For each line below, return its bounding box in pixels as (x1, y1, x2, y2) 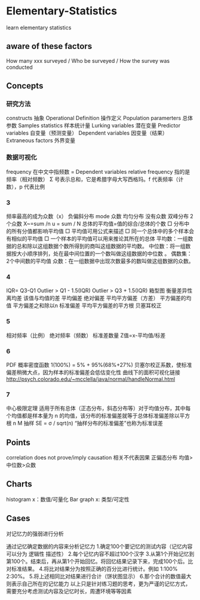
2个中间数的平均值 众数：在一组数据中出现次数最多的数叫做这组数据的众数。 (6, 258, 194, 265)
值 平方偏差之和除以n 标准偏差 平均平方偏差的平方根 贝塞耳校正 (6, 302, 162, 309)
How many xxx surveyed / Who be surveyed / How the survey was (6, 57, 170, 64)
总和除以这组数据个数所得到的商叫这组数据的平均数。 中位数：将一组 (16, 243, 186, 250)
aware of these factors (6, 41, 93, 51)
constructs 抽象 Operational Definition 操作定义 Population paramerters (6, 115, 181, 122)
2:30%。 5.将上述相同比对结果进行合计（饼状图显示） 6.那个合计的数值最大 (6, 573, 192, 580)
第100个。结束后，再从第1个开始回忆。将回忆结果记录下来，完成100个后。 (6, 558, 188, 565)
